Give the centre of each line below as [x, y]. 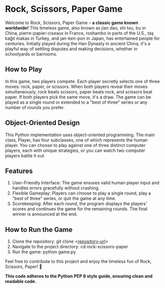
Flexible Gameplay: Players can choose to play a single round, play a [82, 193]
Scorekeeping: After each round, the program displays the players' [80, 204]
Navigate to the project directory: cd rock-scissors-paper [70, 247]
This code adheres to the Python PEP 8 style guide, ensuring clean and [79, 276]
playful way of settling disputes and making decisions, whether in [71, 49]
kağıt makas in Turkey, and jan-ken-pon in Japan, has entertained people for [82, 38]
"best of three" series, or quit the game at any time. [64, 199]
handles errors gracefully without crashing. [56, 188]
